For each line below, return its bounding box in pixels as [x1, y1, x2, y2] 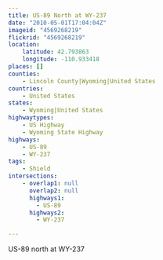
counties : [8, 70, 41, 78]
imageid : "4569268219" [8, 26, 82, 34]
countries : [8, 84, 44, 93]
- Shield [22, 165, 51, 173]
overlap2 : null [28, 186, 79, 195]
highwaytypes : [8, 114, 55, 122]
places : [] [8, 63, 44, 71]
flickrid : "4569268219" [8, 33, 86, 42]
